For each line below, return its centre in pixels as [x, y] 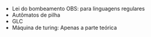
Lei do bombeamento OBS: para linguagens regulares [79, 9]
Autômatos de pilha [36, 15]
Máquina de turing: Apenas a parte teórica [64, 27]
